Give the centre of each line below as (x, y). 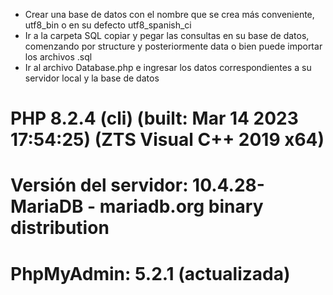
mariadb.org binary (181, 206)
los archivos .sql (58, 57)
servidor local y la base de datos (92, 78)
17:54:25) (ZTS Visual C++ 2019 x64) (167, 140)
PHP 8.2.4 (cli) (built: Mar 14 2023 (154, 118)
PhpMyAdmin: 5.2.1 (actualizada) (150, 273)
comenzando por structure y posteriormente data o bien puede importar (173, 46)
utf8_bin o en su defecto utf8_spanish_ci (108, 25)
